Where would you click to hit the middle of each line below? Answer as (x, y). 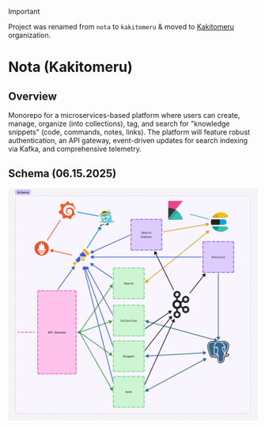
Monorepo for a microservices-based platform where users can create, (124, 115)
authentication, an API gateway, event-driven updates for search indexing (128, 140)
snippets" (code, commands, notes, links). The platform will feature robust (129, 132)
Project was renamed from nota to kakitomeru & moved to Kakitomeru (121, 27)
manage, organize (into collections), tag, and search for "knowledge (119, 123)
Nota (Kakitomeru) (70, 67)
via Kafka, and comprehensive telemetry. (75, 149)
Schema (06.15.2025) (62, 174)
